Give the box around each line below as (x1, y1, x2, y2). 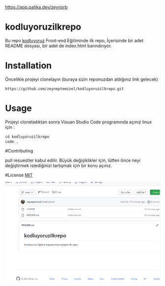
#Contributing (5, 147, 33, 154)
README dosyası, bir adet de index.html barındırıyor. (5, 43, 112, 49)
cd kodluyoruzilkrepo (5, 134, 50, 139)
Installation (5, 60, 52, 71)
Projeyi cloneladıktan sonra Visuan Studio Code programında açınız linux (5, 119, 152, 125)
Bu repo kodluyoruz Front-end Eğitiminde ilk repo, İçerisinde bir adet (5, 37, 144, 43)
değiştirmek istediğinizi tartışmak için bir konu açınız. (5, 162, 112, 169)
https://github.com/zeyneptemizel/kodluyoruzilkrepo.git (5, 86, 124, 91)
